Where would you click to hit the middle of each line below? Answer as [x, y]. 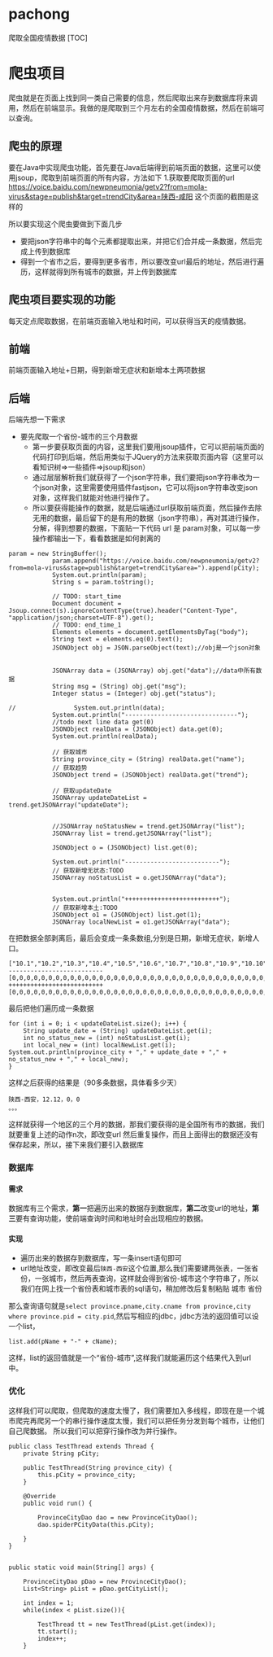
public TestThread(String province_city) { [98, 1467]
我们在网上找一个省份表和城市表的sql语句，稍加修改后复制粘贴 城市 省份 [141, 1289]
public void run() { [58, 1503]
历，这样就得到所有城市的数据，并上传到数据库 [98, 271]
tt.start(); [58, 1631]
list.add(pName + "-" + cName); [63, 1342]
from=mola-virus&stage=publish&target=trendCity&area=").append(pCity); [134, 568]
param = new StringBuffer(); [58, 554]
